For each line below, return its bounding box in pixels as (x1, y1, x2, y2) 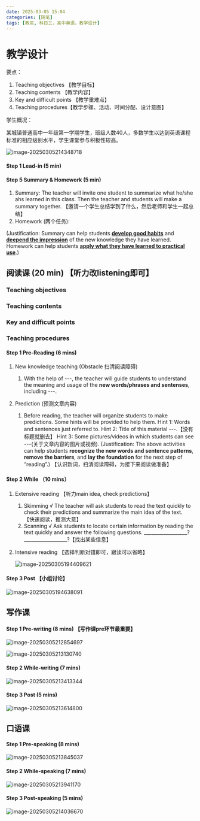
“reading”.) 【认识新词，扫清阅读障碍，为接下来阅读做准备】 (23, 461, 172, 468)
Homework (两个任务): (14, 218, 70, 225)
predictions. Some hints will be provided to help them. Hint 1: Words (23, 419, 190, 426)
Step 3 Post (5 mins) (6, 691, 58, 698)
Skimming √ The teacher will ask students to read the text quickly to (23, 502, 191, 509)
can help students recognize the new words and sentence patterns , (23, 447, 194, 455)
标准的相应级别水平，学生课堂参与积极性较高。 (6, 137, 121, 144)
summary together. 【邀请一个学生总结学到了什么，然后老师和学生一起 (14, 203, 189, 210)
